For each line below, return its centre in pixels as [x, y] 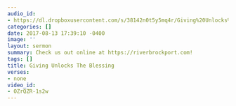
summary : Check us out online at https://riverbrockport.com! [100, 53]
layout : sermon [29, 46]
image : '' [22, 40]
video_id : [22, 85]
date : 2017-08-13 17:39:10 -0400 [56, 33]
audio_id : [22, 14]
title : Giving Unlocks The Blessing [61, 66]
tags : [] [20, 59]
